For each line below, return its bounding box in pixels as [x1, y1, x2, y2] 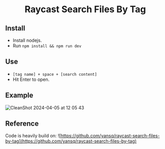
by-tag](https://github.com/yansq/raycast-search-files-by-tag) [5, 138, 137, 144]
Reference [5, 120, 39, 128]
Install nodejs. [12, 37, 42, 43]
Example [5, 91, 34, 100]
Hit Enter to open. [12, 76, 50, 82]
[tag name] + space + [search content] [12, 72, 97, 77]
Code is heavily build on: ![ [5, 133, 61, 139]
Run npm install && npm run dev [12, 43, 82, 49]
